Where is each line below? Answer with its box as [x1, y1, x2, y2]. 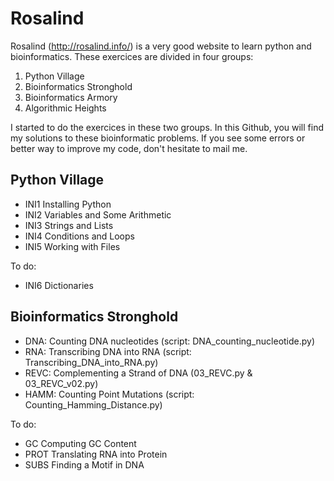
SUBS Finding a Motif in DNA [24, 458, 145, 471]
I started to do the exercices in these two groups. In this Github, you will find [10, 121, 324, 133]
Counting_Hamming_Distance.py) [24, 398, 163, 411]
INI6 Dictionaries [24, 279, 94, 291]
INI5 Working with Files [24, 240, 121, 252]
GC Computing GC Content [24, 437, 137, 449]
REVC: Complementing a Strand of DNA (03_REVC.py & [24, 367, 253, 379]
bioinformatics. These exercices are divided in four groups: [10, 50, 254, 62]
